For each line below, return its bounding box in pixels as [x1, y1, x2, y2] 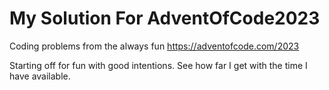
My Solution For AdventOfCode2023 [9, 7, 321, 30]
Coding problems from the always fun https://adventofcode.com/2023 [9, 40, 300, 52]
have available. [9, 70, 71, 82]
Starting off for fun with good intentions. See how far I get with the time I [9, 59, 308, 71]
